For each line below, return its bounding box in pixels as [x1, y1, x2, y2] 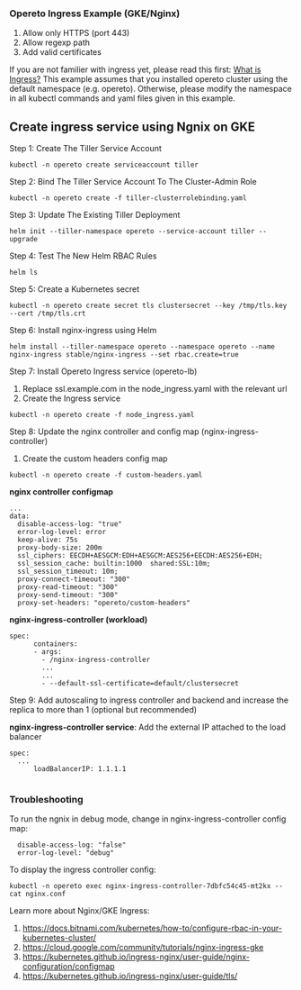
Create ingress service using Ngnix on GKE [9, 119, 256, 134]
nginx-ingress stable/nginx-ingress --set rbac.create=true [9, 350, 240, 359]
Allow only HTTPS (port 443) [22, 28, 130, 39]
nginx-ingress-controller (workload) [9, 614, 148, 625]
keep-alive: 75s [17, 535, 78, 545]
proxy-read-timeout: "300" [17, 583, 119, 592]
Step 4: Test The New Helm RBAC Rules [9, 250, 157, 261]
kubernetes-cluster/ [22, 932, 97, 943]
